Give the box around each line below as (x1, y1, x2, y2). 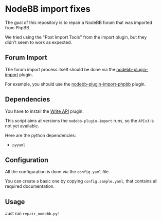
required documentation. (5, 183, 55, 189)
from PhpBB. (5, 24, 31, 30)
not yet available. (5, 123, 39, 129)
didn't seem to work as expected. (5, 39, 72, 45)
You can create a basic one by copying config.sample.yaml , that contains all (5, 178, 158, 184)
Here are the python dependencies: (5, 132, 76, 138)
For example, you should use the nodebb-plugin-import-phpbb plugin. (5, 81, 146, 87)
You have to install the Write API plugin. (5, 108, 84, 114)
